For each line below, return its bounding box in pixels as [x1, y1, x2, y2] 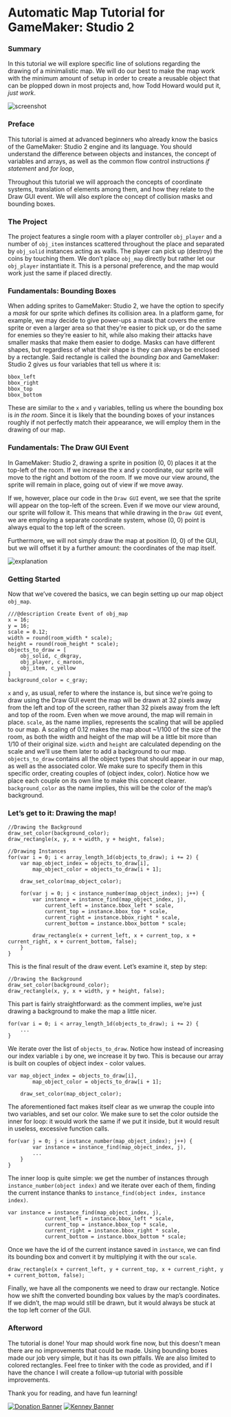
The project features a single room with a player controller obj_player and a [8, 233, 222, 241]
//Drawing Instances [8, 848, 67, 855]
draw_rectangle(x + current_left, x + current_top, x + [32, 933, 196, 939]
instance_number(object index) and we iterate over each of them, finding [8, 1182, 216, 1190]
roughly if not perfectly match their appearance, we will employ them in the [8, 418, 221, 427]
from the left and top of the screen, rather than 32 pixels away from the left [8, 703, 220, 712]
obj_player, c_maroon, [20, 659, 85, 665]
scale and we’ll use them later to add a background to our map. [8, 747, 186, 755]
